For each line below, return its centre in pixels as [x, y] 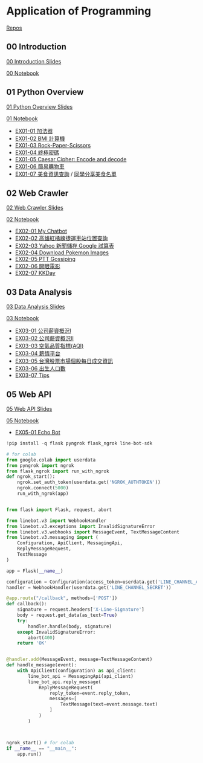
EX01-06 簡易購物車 [40, 166]
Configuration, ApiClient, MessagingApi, [70, 543]
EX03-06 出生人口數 [40, 369]
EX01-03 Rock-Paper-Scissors [53, 145]
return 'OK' [32, 643]
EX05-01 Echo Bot [37, 432]
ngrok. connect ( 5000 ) [43, 488]
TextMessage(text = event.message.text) [109, 704]
